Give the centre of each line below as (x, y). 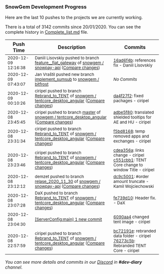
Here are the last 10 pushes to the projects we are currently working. (74, 18)
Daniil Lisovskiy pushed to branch (67, 58)
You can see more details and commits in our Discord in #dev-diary (74, 262)
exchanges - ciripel (132, 141)
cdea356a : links (129, 150)
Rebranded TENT (130, 246)
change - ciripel (129, 155)
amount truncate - (131, 182)
